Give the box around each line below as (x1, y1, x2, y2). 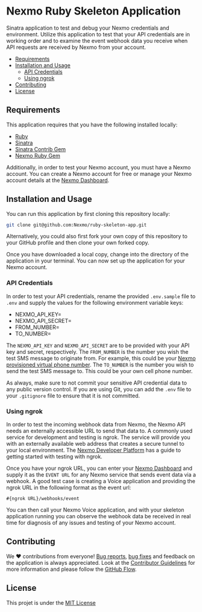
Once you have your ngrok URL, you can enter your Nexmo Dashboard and (6, 464, 193, 472)
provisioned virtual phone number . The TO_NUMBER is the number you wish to (6, 361, 194, 368)
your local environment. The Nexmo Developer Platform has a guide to (6, 446, 181, 454)
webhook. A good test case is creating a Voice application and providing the (6, 478, 196, 485)
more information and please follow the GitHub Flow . (6, 565, 137, 573)
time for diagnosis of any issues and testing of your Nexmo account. (6, 519, 176, 527)
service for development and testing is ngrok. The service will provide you (6, 434, 191, 441)
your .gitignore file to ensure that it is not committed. (6, 392, 140, 399)
